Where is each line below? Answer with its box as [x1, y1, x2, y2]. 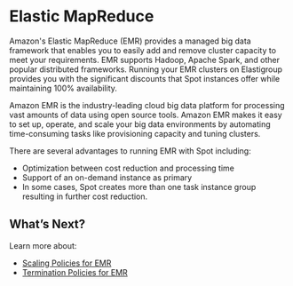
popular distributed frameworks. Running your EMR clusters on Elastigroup [9, 64, 282, 75]
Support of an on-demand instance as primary [21, 171, 193, 183]
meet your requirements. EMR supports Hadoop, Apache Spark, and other [9, 54, 280, 65]
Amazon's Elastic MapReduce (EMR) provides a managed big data [9, 36, 251, 46]
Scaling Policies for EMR [21, 258, 112, 268]
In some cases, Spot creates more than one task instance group [21, 181, 257, 192]
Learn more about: [9, 240, 77, 250]
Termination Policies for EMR [21, 266, 129, 277]
